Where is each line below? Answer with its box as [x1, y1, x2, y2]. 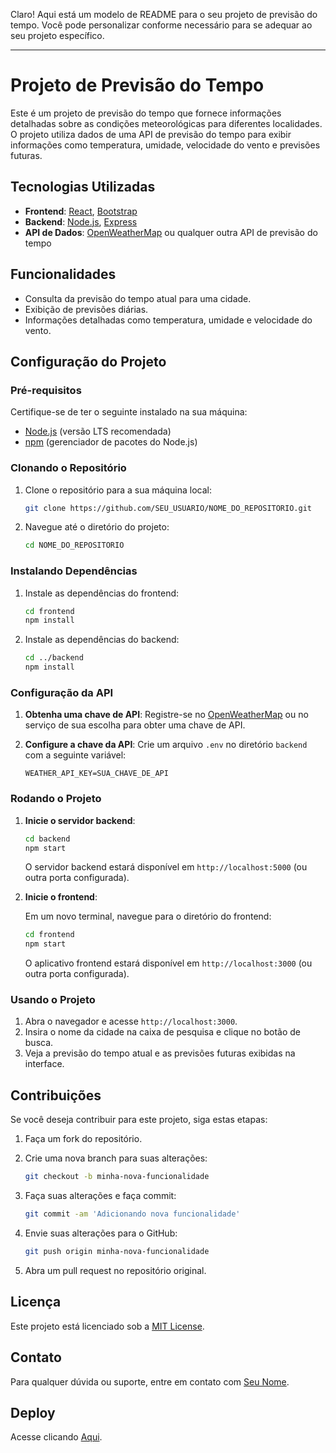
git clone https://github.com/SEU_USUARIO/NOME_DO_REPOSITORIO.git [24, 503, 312, 513]
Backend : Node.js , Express [24, 215, 138, 228]
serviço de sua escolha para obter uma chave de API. [24, 719, 246, 731]
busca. [24, 1037, 54, 1049]
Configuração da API [10, 686, 114, 700]
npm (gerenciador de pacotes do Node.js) [24, 436, 198, 448]
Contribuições [10, 1087, 102, 1104]
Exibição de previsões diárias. [24, 303, 149, 315]
